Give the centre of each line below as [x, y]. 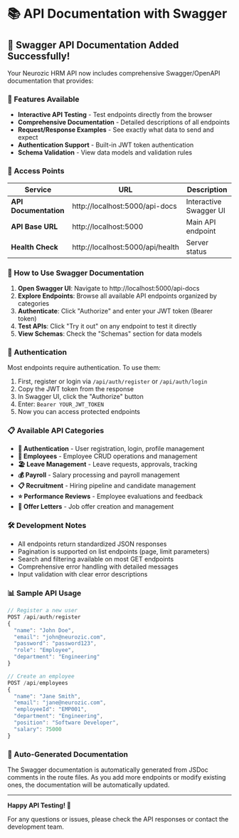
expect [28, 138]
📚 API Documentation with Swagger [117, 14]
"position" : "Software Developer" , [67, 723]
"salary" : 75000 [38, 729]
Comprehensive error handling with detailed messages [98, 567]
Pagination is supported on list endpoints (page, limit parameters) [113, 551]
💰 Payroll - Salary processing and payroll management [99, 475]
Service [38, 190]
